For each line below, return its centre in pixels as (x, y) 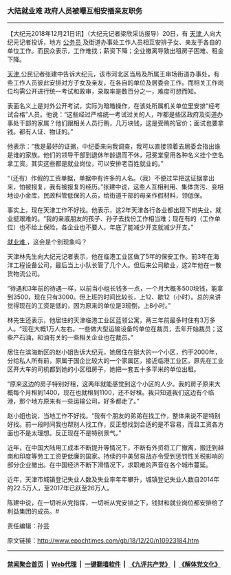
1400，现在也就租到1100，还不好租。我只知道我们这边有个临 (129, 393)
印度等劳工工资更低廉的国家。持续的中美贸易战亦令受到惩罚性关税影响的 (121, 457)
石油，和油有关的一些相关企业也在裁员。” (76, 337)
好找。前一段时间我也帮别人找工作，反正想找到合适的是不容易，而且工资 (109, 424)
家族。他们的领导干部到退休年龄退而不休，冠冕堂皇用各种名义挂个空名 (124, 155)
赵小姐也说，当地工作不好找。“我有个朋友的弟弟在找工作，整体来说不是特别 (114, 416)
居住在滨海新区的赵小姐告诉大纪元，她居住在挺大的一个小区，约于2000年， (114, 352)
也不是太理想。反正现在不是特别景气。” (67, 433)
